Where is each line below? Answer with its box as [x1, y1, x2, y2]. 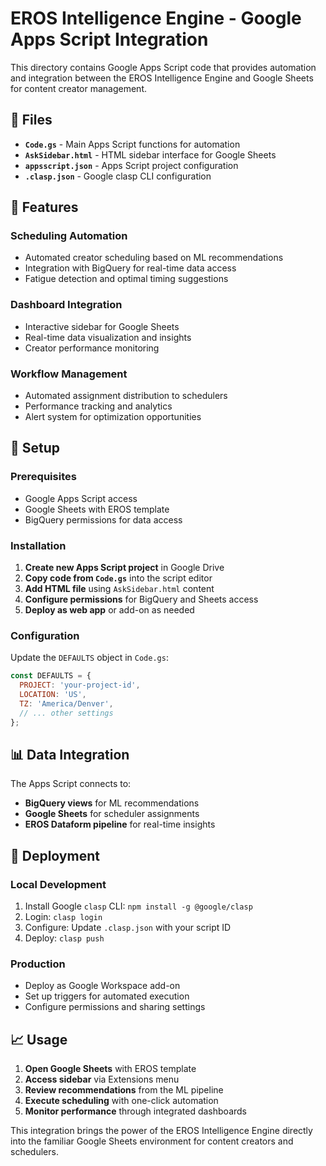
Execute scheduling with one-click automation [24, 1095, 219, 1107]
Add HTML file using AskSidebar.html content [24, 583, 215, 595]
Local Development [10, 877, 107, 891]
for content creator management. [10, 82, 147, 94]
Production [10, 957, 66, 971]
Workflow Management [10, 367, 128, 381]
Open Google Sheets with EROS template [24, 1063, 197, 1075]
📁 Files [10, 112, 53, 129]
